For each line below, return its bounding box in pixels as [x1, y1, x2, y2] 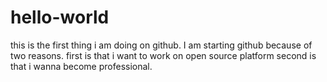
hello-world [10, 6, 110, 29]
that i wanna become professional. [10, 60, 153, 72]
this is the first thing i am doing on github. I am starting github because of [10, 39, 313, 51]
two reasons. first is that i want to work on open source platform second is [10, 49, 317, 61]
